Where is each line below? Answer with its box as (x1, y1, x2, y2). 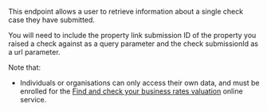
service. (19, 95, 47, 104)
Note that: (8, 63, 41, 72)
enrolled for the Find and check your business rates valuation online (19, 86, 243, 96)
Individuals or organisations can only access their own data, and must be (19, 78, 260, 87)
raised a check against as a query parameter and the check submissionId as (8, 39, 259, 48)
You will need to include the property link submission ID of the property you (8, 31, 257, 40)
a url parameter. (8, 48, 61, 56)
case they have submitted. (8, 15, 96, 25)
